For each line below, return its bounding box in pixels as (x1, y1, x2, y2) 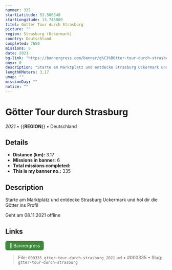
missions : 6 (5, 46, 31, 51)
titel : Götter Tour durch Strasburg (5, 22, 83, 27)
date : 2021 (5, 50, 29, 56)
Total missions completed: (12, 163, 71, 169)
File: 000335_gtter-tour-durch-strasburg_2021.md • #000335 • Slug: (17, 255, 163, 260)
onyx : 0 (5, 60, 22, 65)
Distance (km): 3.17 (12, 152, 55, 158)
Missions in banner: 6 (12, 157, 60, 164)
